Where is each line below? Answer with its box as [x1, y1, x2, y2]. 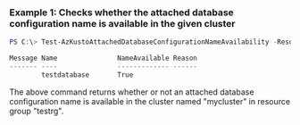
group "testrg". [9, 105, 64, 116]
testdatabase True [41, 70, 134, 79]
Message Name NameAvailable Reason [9, 54, 198, 63]
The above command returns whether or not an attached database [9, 87, 254, 97]
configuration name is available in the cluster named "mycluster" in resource [9, 96, 291, 106]
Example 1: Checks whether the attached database [9, 6, 234, 19]
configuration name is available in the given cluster [9, 17, 236, 29]
